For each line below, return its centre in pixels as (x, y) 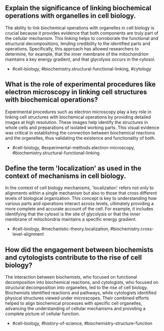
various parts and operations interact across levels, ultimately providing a (80, 204)
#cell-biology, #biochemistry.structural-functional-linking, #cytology (82, 69)
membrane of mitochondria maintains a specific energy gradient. (71, 219)
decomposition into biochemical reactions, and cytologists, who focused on (82, 282)
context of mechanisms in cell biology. (66, 176)
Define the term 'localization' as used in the (73, 168)
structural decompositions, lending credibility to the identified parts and (78, 43)
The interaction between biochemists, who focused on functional (71, 277)
